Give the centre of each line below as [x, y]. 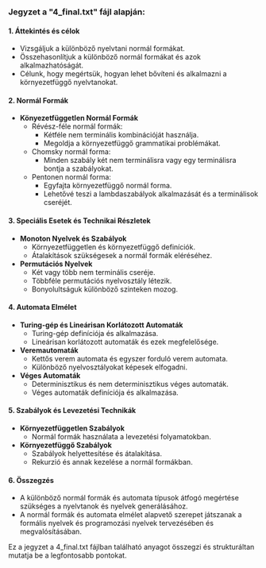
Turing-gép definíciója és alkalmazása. [95, 333]
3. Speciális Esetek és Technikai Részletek [79, 220]
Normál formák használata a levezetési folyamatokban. [121, 436]
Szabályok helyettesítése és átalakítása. [97, 453]
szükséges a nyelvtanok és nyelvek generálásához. [104, 506]
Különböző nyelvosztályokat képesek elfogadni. [110, 367]
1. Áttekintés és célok [44, 31]
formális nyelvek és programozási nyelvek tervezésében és [117, 524]
